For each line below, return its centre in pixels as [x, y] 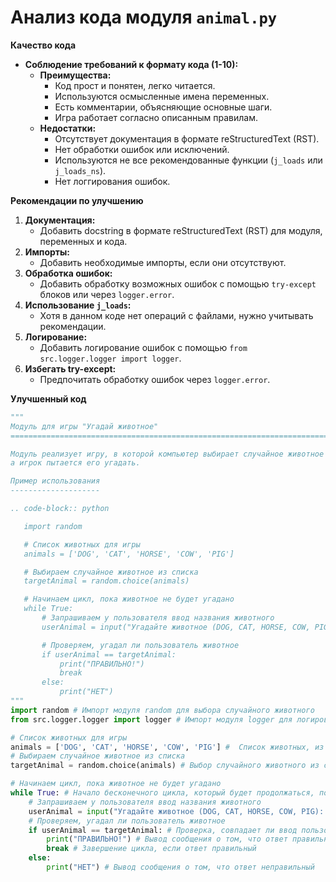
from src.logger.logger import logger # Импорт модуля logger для [151, 719]
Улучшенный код [48, 398]
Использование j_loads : [78, 305]
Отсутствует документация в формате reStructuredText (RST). [187, 138]
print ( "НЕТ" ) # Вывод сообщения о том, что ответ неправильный [180, 867]
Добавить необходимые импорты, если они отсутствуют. [163, 262]
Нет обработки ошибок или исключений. [142, 149]
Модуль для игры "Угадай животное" [84, 426]
